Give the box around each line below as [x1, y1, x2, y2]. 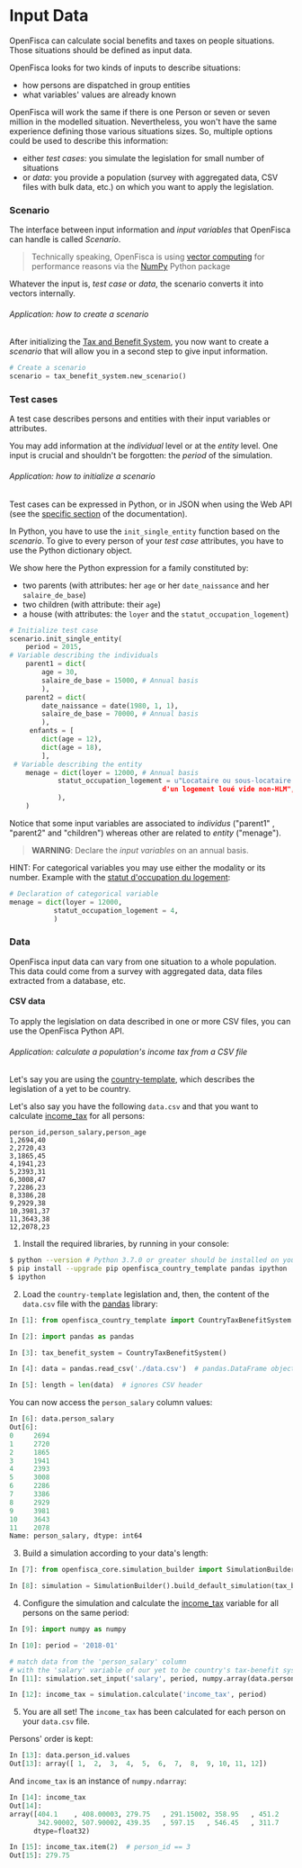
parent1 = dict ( [25, 659, 87, 669]
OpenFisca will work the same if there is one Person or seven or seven [9, 106, 271, 117]
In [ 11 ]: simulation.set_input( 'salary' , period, [9, 1674, 200, 1683]
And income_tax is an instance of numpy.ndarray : [9, 1775, 187, 1787]
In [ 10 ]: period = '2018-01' [9, 1640, 119, 1650]
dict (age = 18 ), [41, 743, 102, 752]
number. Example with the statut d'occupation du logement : [9, 871, 231, 882]
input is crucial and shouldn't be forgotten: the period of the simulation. [9, 450, 273, 461]
